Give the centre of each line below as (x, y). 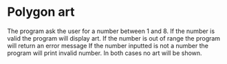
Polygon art (41, 12)
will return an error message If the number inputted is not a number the (108, 45)
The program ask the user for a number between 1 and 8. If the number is (111, 31)
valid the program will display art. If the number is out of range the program (114, 38)
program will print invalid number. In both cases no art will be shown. (105, 53)
